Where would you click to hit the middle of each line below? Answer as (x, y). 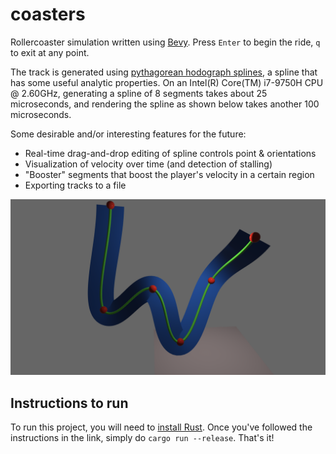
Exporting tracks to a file (75, 185)
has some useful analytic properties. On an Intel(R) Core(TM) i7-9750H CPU (167, 82)
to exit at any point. (50, 52)
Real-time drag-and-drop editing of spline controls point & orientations (170, 153)
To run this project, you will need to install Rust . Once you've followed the (161, 427)
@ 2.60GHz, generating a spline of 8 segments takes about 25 (139, 93)
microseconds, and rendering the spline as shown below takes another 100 (165, 104)
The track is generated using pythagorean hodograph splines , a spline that (164, 72)
